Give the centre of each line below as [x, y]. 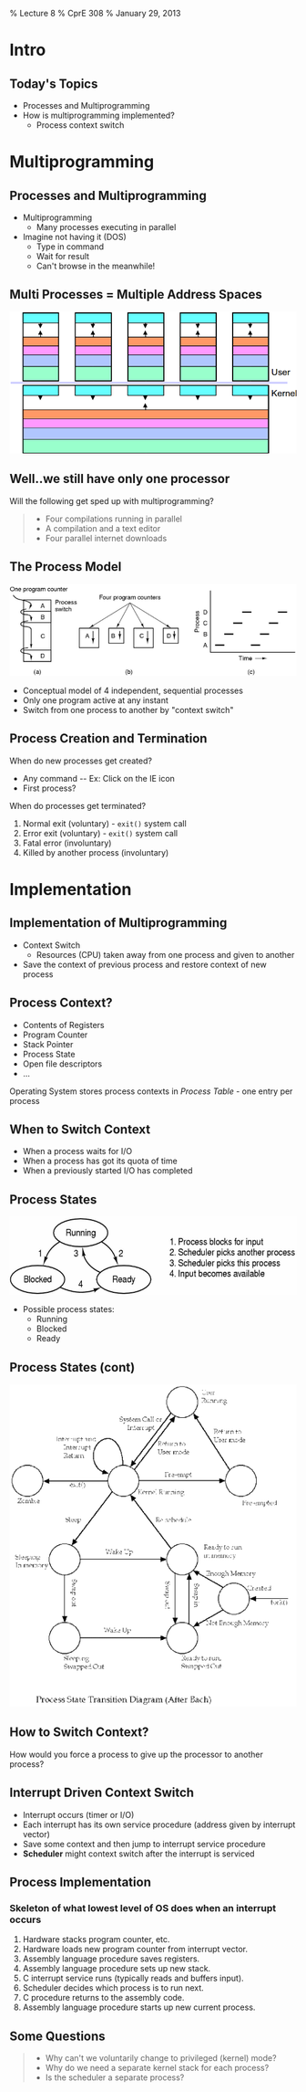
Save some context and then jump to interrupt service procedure [144, 1844]
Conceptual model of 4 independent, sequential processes [133, 691]
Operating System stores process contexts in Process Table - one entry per [151, 1091]
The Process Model [66, 567]
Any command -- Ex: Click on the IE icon [99, 778]
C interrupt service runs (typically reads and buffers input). [133, 1978]
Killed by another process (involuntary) [96, 852]
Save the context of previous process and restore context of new [144, 964]
